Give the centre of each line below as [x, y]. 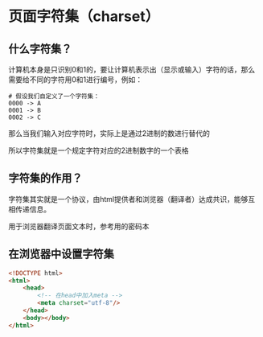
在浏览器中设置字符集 [61, 254]
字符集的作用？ [45, 178]
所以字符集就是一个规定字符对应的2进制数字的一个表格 [99, 150]
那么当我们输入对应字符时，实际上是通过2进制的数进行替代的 [109, 133]
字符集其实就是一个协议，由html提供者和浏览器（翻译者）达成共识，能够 [128, 199]
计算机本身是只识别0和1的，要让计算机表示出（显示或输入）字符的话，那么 [132, 70]
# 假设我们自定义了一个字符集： [54, 97]
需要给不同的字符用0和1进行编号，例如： [76, 80]
